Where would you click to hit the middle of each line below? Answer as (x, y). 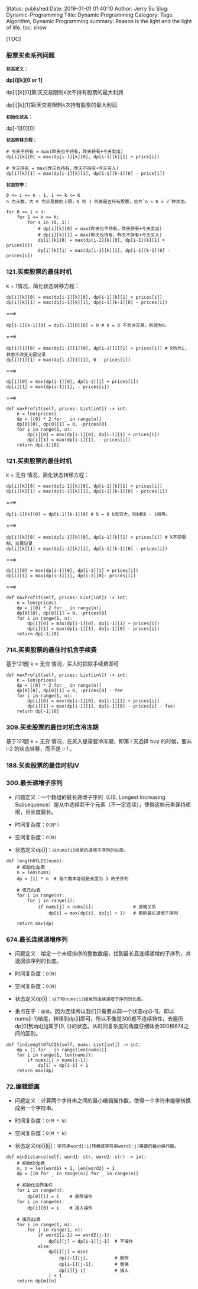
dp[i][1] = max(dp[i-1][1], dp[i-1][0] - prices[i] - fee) (102, 706)
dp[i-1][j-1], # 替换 (94, 1265)
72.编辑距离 (23, 1086)
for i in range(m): (41, 1202)
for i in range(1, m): (45, 1225)
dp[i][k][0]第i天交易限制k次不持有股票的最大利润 (65, 92)
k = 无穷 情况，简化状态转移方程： (48, 475)
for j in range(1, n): (55, 1230)
